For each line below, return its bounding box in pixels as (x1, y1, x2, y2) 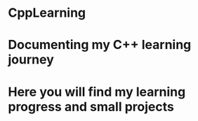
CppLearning (8, 5, 86, 21)
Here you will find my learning (8, 84, 186, 99)
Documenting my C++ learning (8, 37, 192, 53)
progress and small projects (8, 99, 174, 115)
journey (8, 52, 55, 68)
